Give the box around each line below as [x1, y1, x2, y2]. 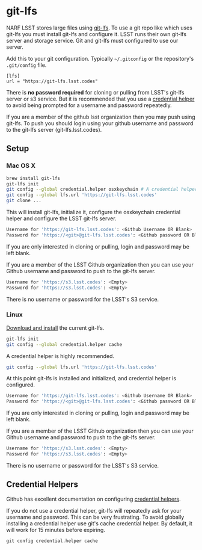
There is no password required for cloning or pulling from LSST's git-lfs [6, 88, 185, 96]
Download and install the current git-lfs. [6, 324, 105, 332]
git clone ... [6, 197, 42, 204]
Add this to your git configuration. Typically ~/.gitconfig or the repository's [6, 55, 194, 62]
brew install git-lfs [6, 175, 61, 181]
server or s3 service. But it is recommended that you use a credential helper [6, 95, 195, 102]
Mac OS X [6, 161, 36, 170]
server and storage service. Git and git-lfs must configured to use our [6, 37, 179, 44]
